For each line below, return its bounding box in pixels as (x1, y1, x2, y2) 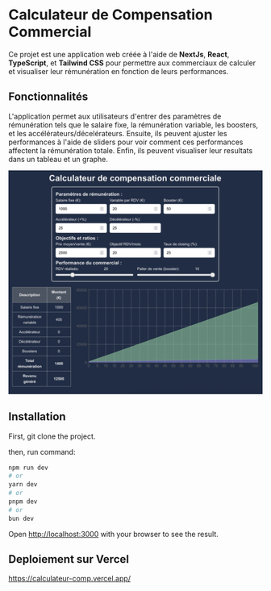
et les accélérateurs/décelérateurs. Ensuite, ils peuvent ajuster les (8, 128, 227, 138)
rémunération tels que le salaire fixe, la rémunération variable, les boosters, (8, 119, 259, 130)
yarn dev (8, 481, 38, 489)
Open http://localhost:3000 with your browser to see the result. (8, 529, 219, 539)
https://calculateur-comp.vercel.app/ (8, 574, 131, 584)
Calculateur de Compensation (8, 6, 213, 24)
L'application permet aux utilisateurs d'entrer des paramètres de (8, 111, 222, 121)
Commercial (8, 23, 92, 41)
